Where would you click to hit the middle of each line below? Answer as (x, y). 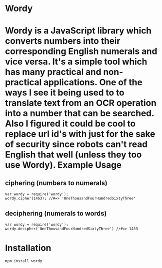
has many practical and (53, 72)
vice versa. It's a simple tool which (76, 62)
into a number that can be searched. (80, 114)
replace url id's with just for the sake (80, 134)
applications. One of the (93, 82)
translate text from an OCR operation (81, 103)
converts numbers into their (63, 41)
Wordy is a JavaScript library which (78, 31)
